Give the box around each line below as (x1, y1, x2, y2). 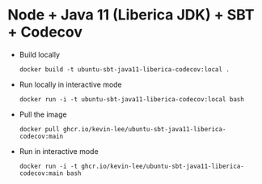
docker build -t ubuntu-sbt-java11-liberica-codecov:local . (19, 65, 230, 74)
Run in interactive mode (19, 146, 99, 156)
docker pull (19, 125, 60, 133)
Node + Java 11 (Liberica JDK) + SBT (7, 6, 255, 24)
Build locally (19, 49, 61, 59)
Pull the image (19, 109, 67, 119)
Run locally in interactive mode (19, 79, 122, 89)
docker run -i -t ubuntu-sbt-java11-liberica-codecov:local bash (19, 95, 244, 103)
